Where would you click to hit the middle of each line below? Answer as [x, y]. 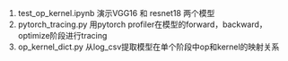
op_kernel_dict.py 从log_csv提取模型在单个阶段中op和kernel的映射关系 [148, 47]
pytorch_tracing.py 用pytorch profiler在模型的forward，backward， [142, 24]
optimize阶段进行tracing [62, 35]
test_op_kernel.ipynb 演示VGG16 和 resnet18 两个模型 [116, 13]
